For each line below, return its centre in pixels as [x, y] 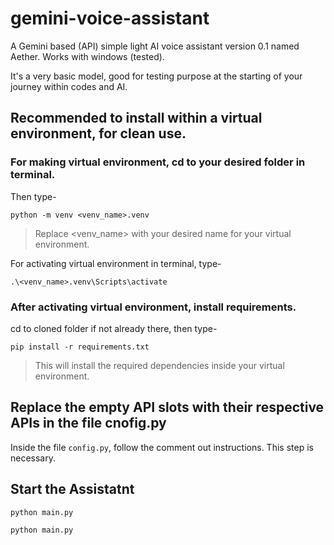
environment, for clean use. [98, 133]
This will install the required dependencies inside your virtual [159, 365]
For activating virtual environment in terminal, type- [116, 263]
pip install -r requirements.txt [80, 347]
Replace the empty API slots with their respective [167, 407]
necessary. [33, 458]
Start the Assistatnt [72, 489]
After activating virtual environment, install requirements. [153, 307]
